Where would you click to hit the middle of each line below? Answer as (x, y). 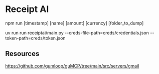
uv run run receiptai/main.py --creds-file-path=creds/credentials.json (77, 32)
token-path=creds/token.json (36, 38)
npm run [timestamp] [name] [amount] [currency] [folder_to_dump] (74, 23)
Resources (22, 54)
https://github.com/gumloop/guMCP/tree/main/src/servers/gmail (72, 65)
